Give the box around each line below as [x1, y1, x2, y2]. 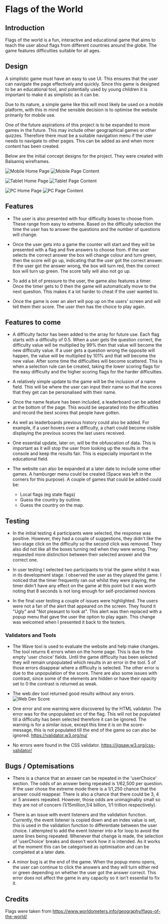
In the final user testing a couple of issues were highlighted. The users [12, 598, 158, 604]
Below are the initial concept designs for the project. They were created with [5, 152, 163, 159]
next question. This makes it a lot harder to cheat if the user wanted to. [12, 288, 159, 294]
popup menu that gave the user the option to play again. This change [12, 614, 155, 620]
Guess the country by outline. [20, 497, 81, 503]
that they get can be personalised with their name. [12, 389, 117, 396]
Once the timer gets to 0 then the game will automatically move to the [12, 283, 156, 289]
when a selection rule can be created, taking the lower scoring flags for [12, 363, 160, 369]
